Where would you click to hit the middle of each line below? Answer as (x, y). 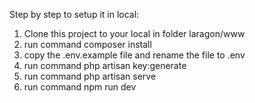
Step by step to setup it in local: (74, 14)
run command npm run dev (80, 87)
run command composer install (87, 44)
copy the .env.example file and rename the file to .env (134, 55)
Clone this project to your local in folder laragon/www (134, 33)
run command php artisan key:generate (105, 65)
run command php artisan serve (90, 76)
